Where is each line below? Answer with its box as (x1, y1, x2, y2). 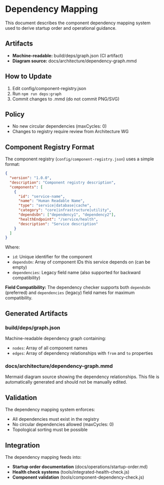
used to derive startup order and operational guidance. (5, 25, 117, 31)
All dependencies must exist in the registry (12, 416, 100, 422)
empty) (12, 264, 27, 270)
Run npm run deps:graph (12, 91, 62, 97)
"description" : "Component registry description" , (9, 180, 116, 185)
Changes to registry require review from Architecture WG (12, 129, 129, 135)
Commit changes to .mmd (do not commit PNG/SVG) (12, 96, 120, 102)
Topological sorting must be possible (12, 427, 88, 433)
